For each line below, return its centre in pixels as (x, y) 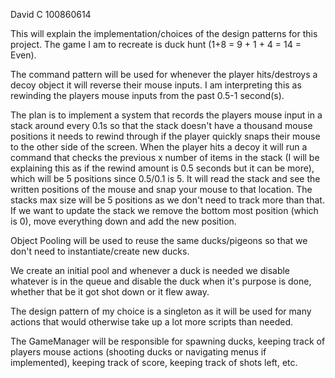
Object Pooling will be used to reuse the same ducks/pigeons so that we (159, 240)
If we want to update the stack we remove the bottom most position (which (164, 210)
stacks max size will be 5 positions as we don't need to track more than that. (167, 200)
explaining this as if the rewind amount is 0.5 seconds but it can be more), (162, 168)
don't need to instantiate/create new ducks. (100, 251)
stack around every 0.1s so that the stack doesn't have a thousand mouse (161, 125)
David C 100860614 (51, 14)
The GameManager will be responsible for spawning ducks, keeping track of (168, 341)
